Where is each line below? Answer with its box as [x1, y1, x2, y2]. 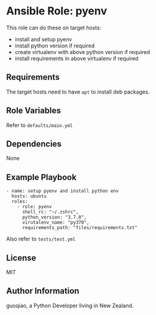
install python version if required [14, 42, 95, 49]
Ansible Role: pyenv [6, 4, 108, 18]
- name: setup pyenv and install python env [6, 188, 119, 194]
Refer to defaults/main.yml [6, 121, 73, 128]
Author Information [6, 286, 79, 296]
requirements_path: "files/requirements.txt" [22, 225, 137, 231]
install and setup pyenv [14, 35, 72, 43]
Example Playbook [6, 172, 77, 182]
